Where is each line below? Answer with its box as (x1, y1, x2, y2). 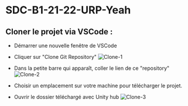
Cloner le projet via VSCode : (5, 27, 113, 37)
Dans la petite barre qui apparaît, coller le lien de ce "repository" (13, 65, 170, 72)
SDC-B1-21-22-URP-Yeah (5, 3, 131, 17)
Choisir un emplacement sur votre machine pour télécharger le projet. (13, 82, 183, 89)
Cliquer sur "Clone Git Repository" (13, 54, 97, 60)
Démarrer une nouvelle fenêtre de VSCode (13, 42, 118, 49)
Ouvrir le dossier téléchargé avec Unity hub (13, 94, 119, 100)
